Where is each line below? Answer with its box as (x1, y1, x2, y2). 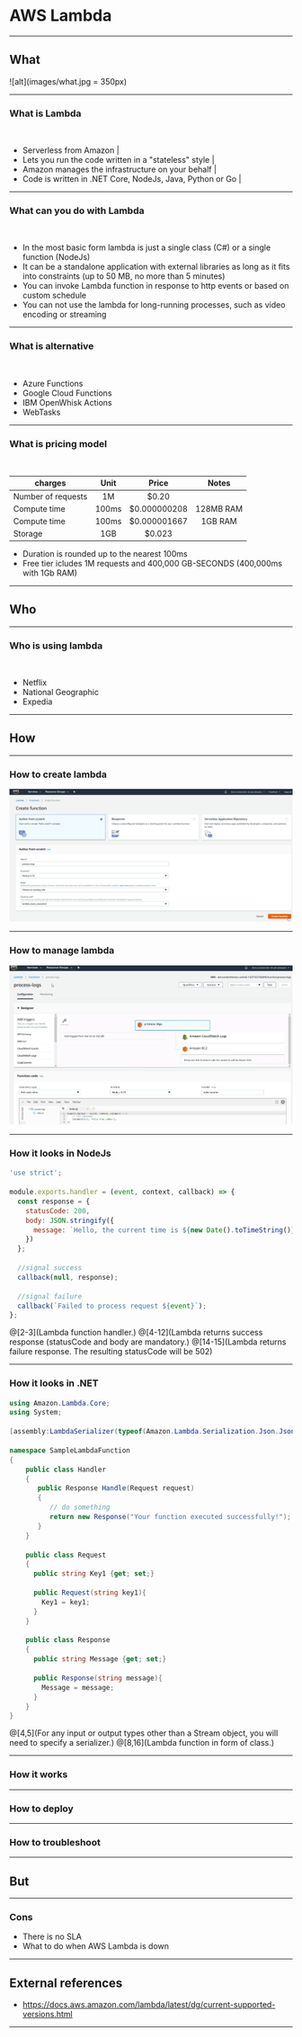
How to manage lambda (9, 944, 115, 957)
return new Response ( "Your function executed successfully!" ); (49, 1513, 292, 1522)
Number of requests (13, 491, 88, 502)
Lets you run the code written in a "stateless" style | (22, 155, 215, 165)
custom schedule (22, 290, 87, 301)
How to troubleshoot (9, 1836, 101, 1848)
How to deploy (9, 1802, 74, 1815)
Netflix (22, 677, 48, 688)
